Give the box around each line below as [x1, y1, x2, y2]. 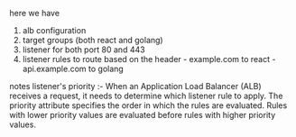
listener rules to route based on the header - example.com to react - [22, 54, 276, 64]
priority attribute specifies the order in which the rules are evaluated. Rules [9, 100, 288, 111]
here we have [9, 8, 60, 18]
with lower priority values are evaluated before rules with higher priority [9, 110, 276, 120]
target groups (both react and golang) [22, 35, 164, 45]
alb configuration [22, 25, 87, 35]
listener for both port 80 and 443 [22, 44, 146, 55]
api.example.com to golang [22, 63, 124, 74]
